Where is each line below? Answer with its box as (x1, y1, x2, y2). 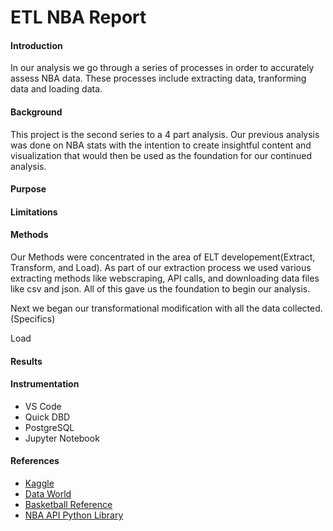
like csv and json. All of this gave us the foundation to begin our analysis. (10, 282, 311, 295)
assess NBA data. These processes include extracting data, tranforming (10, 72, 307, 85)
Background (10, 106, 63, 118)
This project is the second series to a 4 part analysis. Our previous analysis (10, 128, 320, 140)
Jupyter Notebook (24, 432, 100, 444)
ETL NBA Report (10, 6, 147, 29)
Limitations (10, 206, 58, 218)
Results (10, 355, 43, 367)
